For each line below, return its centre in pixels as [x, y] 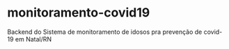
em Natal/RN [33, 39]
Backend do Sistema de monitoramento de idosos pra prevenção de [105, 32]
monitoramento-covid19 [79, 13]
